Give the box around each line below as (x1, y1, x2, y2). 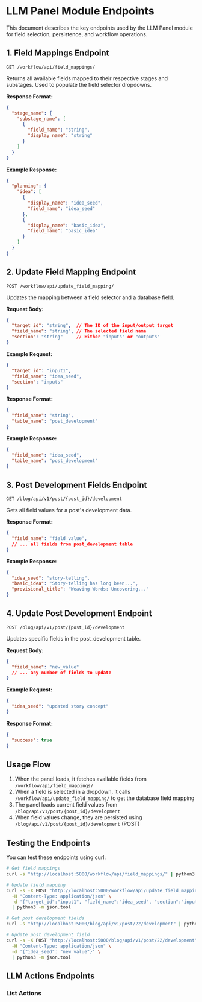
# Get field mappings (6, 866, 61, 872)
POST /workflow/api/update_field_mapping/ (6, 283, 114, 289)
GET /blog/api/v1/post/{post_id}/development (6, 496, 122, 502)
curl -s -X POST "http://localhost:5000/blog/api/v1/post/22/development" (6, 937, 198, 943)
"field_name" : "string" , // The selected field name (11, 328, 147, 334)
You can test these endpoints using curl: (6, 854, 106, 861)
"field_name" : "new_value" (11, 664, 79, 670)
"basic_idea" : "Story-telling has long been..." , (11, 580, 138, 586)
